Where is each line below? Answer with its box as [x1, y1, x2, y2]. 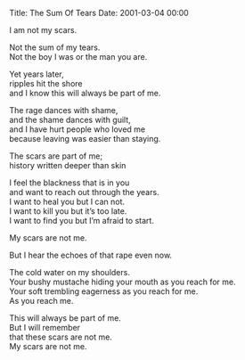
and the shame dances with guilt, [9, 115, 131, 125]
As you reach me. [9, 296, 74, 306]
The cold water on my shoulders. [9, 267, 131, 277]
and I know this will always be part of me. [9, 88, 161, 98]
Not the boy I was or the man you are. [9, 52, 148, 61]
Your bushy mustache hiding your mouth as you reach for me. [9, 276, 236, 287]
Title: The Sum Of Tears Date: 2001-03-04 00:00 [9, 8, 189, 18]
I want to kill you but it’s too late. [9, 206, 127, 217]
